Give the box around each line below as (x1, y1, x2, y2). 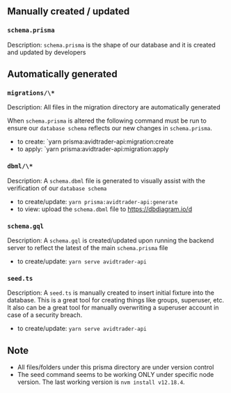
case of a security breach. (7, 311, 83, 319)
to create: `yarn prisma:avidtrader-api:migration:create (17, 137, 174, 146)
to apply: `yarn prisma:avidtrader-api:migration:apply (17, 145, 169, 153)
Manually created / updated (7, 6, 130, 17)
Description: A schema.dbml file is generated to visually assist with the (7, 176, 205, 185)
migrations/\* (7, 89, 55, 97)
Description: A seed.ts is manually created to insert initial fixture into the (7, 288, 214, 297)
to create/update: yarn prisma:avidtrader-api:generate (17, 197, 178, 206)
